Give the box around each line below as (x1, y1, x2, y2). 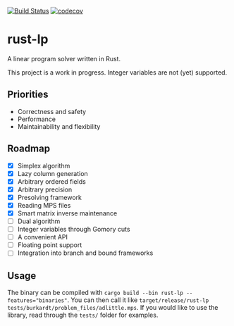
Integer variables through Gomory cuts (17, 225, 130, 234)
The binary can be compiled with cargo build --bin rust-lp (7, 289, 183, 297)
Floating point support (17, 241, 82, 249)
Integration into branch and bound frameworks (17, 249, 154, 257)
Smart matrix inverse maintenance (17, 208, 118, 218)
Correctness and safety (17, 107, 87, 115)
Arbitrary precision (17, 185, 73, 194)
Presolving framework (17, 193, 82, 201)
